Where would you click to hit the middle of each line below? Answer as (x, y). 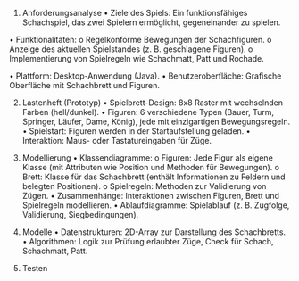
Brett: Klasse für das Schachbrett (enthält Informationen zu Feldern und (154, 177)
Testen (35, 268)
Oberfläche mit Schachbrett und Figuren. (85, 85)
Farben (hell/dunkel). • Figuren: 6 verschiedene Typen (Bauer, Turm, (148, 112)
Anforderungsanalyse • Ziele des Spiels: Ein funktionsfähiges (135, 13)
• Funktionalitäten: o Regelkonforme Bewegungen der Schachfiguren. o (141, 40)
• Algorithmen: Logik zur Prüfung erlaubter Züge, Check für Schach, (148, 241)
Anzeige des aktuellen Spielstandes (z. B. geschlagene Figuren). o (131, 49)
